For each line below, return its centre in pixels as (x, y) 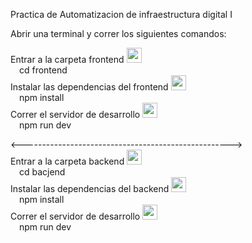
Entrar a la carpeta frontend (67, 59)
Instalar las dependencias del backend (90, 188)
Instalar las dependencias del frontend (89, 87)
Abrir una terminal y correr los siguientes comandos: (118, 33)
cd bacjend (42, 172)
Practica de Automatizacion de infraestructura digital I (121, 14)
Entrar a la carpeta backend (67, 161)
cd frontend (43, 70)
